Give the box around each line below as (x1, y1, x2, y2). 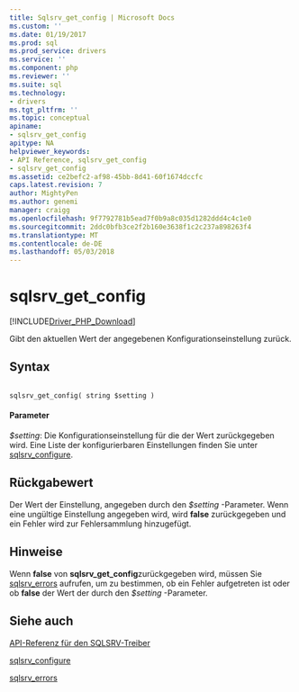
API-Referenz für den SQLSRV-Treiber (9, 637, 151, 648)
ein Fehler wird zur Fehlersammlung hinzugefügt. (9, 518, 192, 529)
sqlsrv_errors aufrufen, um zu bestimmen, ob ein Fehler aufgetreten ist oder (9, 578, 291, 589)
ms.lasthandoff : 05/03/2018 (9, 247, 115, 256)
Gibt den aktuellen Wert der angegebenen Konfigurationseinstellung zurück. (9, 334, 292, 345)
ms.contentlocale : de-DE (9, 239, 103, 248)
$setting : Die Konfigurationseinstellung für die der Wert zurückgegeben (9, 430, 275, 441)
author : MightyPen (9, 189, 78, 198)
